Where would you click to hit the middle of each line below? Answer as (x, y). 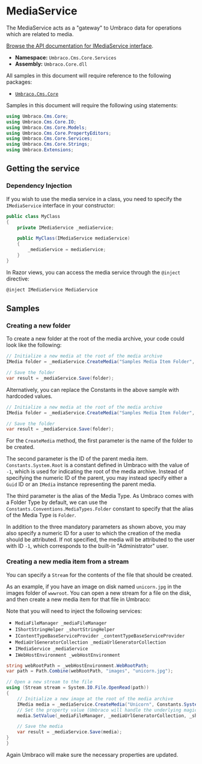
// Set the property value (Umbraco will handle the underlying (99, 710)
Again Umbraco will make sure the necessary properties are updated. (92, 754)
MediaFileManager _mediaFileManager (61, 623)
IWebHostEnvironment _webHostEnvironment (67, 655)
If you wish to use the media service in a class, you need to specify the (94, 199)
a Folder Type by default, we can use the (57, 502)
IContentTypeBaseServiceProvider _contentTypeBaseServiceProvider (100, 636)
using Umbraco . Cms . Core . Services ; (50, 139)
